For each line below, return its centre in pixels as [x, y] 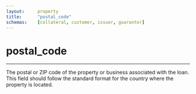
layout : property [32, 11]
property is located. [30, 85]
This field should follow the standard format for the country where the [90, 78]
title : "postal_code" [39, 17]
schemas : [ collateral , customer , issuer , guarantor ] [75, 22]
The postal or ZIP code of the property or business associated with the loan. [98, 73]
